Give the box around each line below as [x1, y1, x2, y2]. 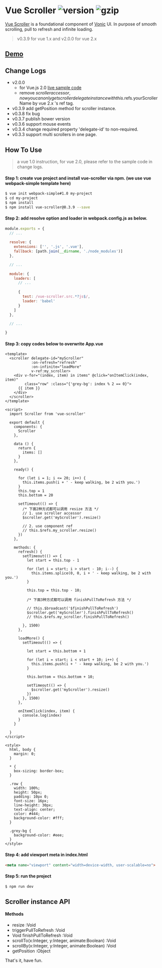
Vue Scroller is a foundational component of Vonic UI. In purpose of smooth [5, 21, 157, 27]
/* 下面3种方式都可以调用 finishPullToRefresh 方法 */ [26, 597, 131, 603]
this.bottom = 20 [18, 493, 54, 498]
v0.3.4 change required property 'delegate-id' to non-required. [12, 126, 139, 132]
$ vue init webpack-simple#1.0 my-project [5, 191, 92, 196]
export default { [9, 420, 45, 425]
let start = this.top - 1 [26, 558, 79, 563]
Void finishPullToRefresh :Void [12, 932, 73, 939]
